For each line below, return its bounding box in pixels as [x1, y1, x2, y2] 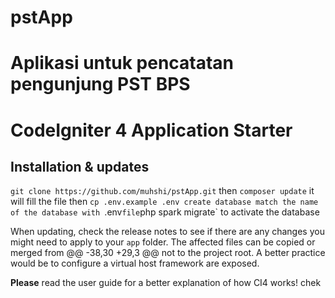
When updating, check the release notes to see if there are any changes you [10, 226, 325, 238]
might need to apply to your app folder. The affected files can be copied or [10, 236, 316, 248]
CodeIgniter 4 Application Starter [10, 119, 293, 141]
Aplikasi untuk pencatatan [10, 52, 235, 75]
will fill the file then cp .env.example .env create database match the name [10, 196, 319, 208]
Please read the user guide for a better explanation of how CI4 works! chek [10, 277, 322, 289]
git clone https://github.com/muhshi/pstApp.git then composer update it [10, 185, 315, 197]
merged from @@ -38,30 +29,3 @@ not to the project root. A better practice [10, 247, 326, 259]
